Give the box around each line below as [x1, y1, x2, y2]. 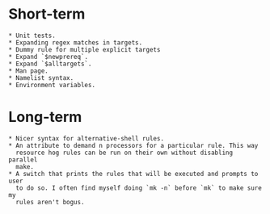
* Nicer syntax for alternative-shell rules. [8, 134, 164, 142]
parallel [8, 155, 38, 164]
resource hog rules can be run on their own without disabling [15, 149, 233, 157]
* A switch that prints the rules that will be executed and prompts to [8, 170, 259, 178]
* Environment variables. [8, 81, 95, 89]
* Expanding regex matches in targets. [8, 38, 143, 47]
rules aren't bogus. [15, 198, 85, 206]
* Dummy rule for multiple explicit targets [8, 45, 161, 53]
